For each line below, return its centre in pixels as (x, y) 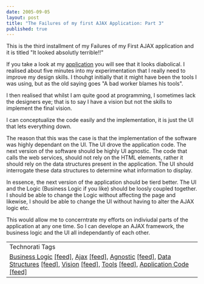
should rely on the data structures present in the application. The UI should (100, 164)
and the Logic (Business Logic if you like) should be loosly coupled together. (102, 189)
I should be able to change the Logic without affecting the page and (91, 195)
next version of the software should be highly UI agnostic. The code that (97, 151)
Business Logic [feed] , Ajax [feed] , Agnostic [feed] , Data (90, 257)
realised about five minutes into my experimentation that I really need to (96, 71)
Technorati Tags (32, 247)
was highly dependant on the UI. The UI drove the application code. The (96, 145)
